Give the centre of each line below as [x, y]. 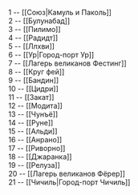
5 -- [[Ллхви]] [31, 46]
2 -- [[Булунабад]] [39, 21]
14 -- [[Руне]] [31, 123]
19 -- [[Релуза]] [34, 165]
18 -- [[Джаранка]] [40, 157]
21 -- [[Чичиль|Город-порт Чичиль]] [69, 182]
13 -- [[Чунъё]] [33, 114]
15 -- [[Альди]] [33, 131]
